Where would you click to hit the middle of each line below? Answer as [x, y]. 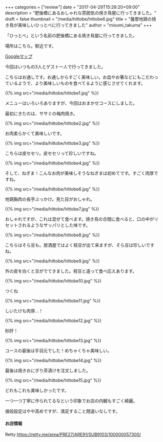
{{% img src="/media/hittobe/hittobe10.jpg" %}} [53, 281]
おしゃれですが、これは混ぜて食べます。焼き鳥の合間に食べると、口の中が [80, 219]
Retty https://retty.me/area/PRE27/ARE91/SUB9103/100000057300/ [73, 435]
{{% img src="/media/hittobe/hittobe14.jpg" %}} [53, 360]
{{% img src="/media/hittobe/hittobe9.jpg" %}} [52, 261]
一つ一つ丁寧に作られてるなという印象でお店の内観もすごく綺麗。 [71, 401]
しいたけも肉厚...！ [24, 311]
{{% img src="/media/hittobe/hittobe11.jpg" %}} [53, 301]
